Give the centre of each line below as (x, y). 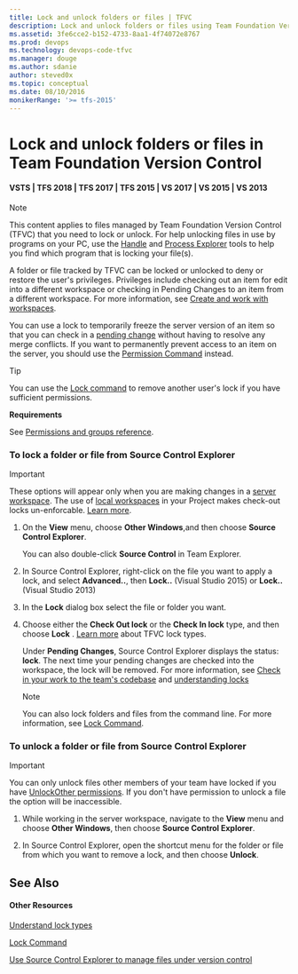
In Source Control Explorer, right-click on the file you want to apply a (147, 571)
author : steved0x (41, 75)
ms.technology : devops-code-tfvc (71, 51)
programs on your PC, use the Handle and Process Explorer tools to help (142, 243)
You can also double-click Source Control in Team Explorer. (132, 554)
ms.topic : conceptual (49, 83)
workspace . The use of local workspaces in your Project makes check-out (145, 501)
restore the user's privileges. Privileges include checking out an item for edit (149, 280)
